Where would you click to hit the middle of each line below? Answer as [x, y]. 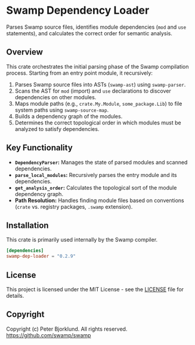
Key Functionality [39, 148]
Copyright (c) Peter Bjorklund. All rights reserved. [67, 329]
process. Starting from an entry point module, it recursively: [80, 73]
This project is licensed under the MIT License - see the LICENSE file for [95, 289]
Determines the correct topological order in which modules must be [98, 123]
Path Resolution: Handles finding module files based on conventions [99, 200]
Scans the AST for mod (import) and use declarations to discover [93, 91]
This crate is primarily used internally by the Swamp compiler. [82, 240]
